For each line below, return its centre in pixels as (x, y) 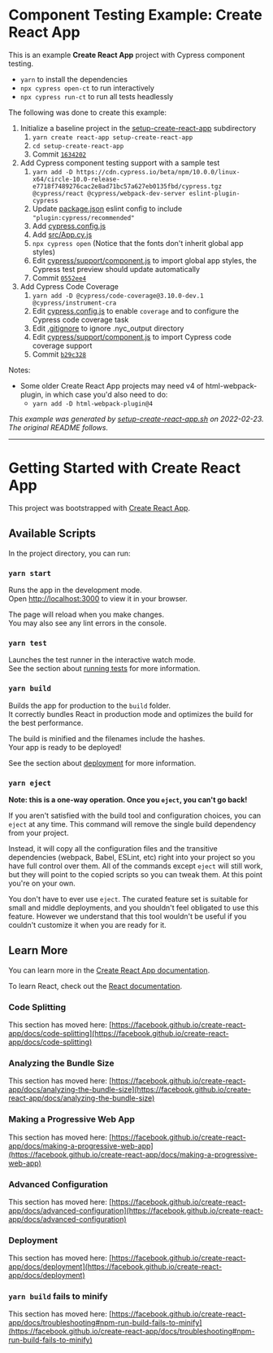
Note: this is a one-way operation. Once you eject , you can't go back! (128, 799)
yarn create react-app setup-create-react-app (113, 137)
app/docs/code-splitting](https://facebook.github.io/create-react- (119, 1033)
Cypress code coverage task (80, 319)
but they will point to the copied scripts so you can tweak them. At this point (135, 874)
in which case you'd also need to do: (106, 394)
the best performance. (46, 723)
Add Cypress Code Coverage (69, 286)
